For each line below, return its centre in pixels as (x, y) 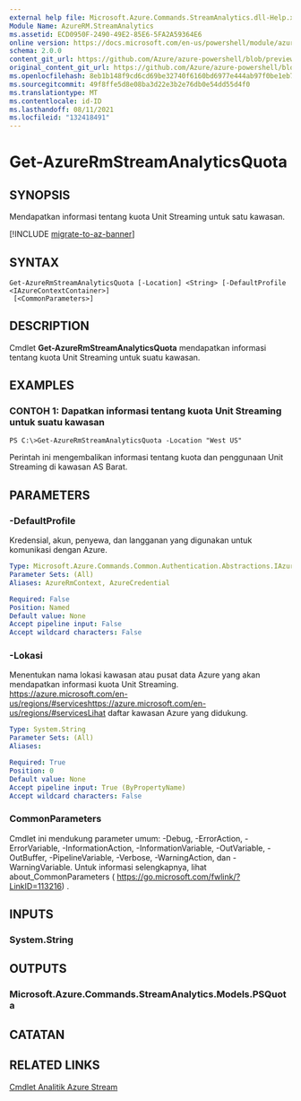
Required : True (38, 763)
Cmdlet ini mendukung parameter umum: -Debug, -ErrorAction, (126, 838)
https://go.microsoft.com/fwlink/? (178, 877)
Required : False (39, 599)
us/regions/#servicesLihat (57, 713)
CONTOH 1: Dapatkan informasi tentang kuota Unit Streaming (146, 411)
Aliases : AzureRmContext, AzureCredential (90, 583)
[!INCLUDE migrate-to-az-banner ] (72, 234)
